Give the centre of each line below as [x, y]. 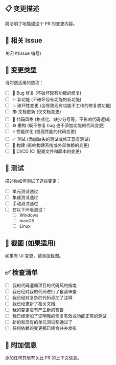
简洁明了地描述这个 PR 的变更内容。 [41, 23]
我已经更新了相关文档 [34, 304]
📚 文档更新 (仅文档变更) [36, 111]
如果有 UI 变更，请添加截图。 [34, 256]
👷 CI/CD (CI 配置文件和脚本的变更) [47, 151]
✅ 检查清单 [22, 273]
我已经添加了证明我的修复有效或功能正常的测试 [59, 316]
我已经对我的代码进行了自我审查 [44, 291]
